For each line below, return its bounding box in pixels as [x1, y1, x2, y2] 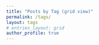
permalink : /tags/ [6, 14, 51, 20]
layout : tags [6, 19, 38, 25]
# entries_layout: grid [6, 25, 65, 31]
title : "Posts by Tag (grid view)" [6, 8, 94, 15]
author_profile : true [6, 30, 60, 36]
